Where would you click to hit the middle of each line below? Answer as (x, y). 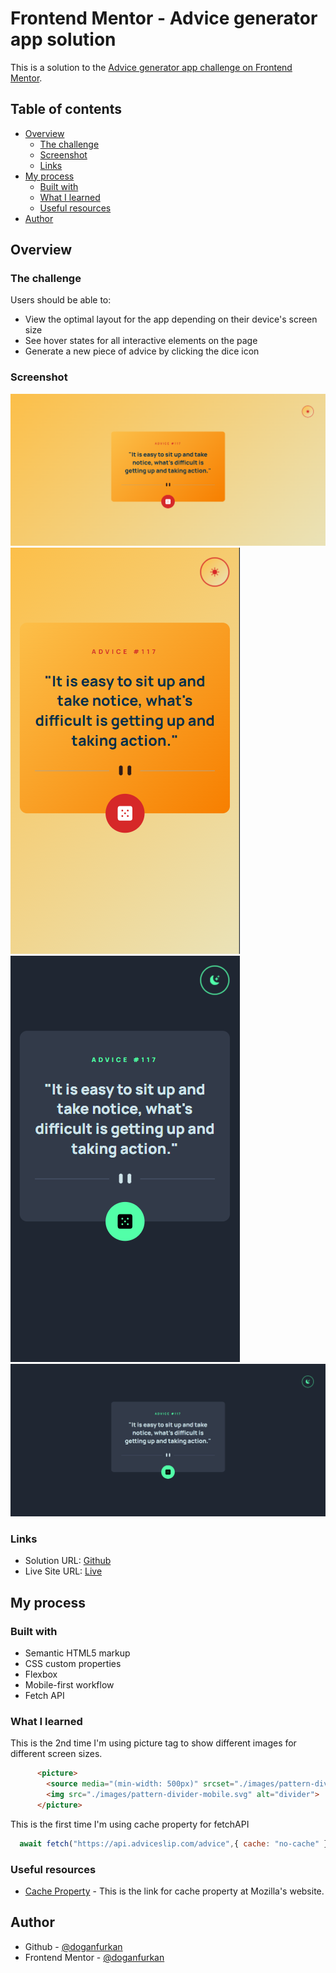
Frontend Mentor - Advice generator (164, 18)
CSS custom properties (73, 1663)
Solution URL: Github (68, 1561)
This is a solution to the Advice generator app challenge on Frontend (151, 67)
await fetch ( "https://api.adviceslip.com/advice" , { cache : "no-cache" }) (176, 1843)
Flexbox (41, 1674)
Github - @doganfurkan (73, 1946)
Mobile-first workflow (69, 1684)
